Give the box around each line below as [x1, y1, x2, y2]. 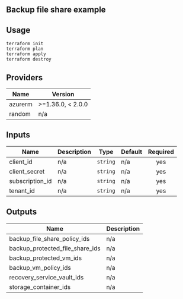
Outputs [6, 207, 37, 217]
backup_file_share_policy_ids [9, 234, 90, 243]
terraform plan [6, 46, 44, 52]
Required [147, 147, 175, 156]
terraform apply [6, 51, 46, 57]
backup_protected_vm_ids [9, 254, 82, 262]
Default [121, 147, 143, 156]
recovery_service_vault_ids [9, 273, 84, 281]
